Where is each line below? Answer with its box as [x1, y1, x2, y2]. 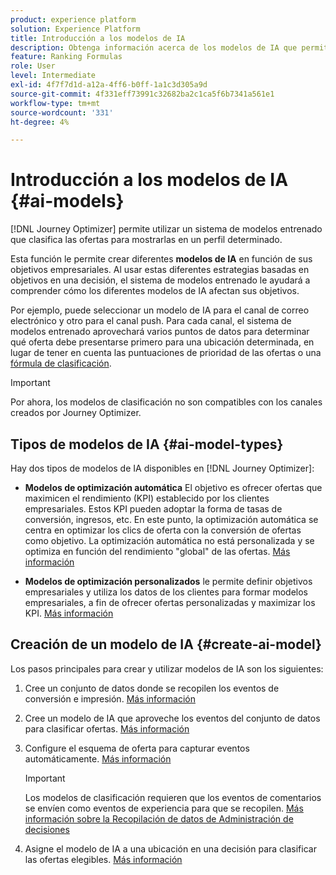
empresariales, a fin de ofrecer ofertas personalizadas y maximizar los [24, 597, 316, 608]
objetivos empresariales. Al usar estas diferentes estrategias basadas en [10, 264, 310, 276]
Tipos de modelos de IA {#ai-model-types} [10, 436, 284, 453]
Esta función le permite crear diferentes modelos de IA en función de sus [10, 253, 313, 265]
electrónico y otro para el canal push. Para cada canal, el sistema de [10, 315, 292, 327]
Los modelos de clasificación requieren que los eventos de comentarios [24, 791, 322, 803]
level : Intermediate [10, 71, 97, 81]
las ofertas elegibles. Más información [24, 853, 183, 865]
